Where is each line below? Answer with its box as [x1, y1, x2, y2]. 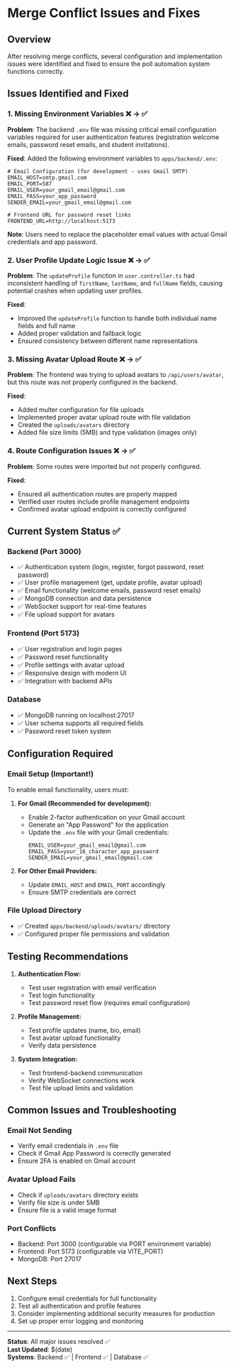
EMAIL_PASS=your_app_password [7, 192, 97, 200]
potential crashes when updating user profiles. [7, 286, 144, 295]
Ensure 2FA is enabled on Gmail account [17, 1156, 136, 1166]
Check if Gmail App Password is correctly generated [17, 1149, 171, 1158]
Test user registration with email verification [28, 983, 157, 992]
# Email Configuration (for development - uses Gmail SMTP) [7, 168, 189, 175]
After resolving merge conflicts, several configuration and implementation [7, 52, 222, 60]
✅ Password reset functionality [17, 652, 108, 661]
